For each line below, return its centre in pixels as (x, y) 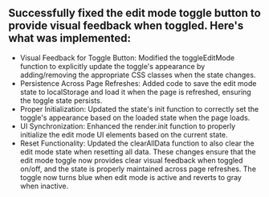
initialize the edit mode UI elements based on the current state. (124, 134)
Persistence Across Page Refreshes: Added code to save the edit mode (138, 83)
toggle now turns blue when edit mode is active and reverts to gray (131, 177)
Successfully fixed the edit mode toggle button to (134, 13)
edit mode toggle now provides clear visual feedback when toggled (131, 160)
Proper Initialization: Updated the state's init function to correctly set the (139, 109)
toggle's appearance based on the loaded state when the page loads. (135, 117)
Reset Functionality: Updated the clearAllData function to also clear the (137, 143)
